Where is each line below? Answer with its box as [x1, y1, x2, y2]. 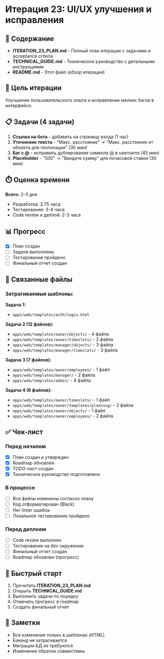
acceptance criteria [12, 53, 53, 59]
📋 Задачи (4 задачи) [5, 117, 74, 127]
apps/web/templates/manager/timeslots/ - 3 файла [12, 347, 118, 353]
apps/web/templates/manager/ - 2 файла [12, 372, 96, 378]
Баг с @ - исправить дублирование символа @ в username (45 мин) [12, 150, 159, 156]
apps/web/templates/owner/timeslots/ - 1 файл [12, 397, 110, 403]
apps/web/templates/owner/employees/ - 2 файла [12, 413, 113, 419]
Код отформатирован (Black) [12, 501, 74, 507]
